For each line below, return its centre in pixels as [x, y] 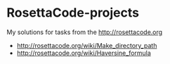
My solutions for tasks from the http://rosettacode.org [85, 32]
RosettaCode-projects [73, 13]
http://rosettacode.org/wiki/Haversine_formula [84, 53]
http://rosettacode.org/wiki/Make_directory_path [87, 45]
